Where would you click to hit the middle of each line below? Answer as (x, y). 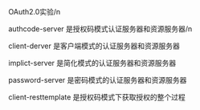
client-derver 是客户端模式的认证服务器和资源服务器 (94, 46)
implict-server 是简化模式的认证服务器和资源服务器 (92, 63)
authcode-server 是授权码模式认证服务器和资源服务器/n (100, 29)
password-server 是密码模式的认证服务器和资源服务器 (98, 80)
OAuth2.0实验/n (35, 12)
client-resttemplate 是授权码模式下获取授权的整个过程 (97, 97)
